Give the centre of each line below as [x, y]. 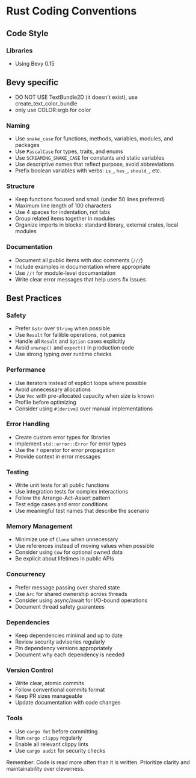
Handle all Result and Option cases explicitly [70, 341]
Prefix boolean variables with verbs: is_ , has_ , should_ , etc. [88, 171]
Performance [26, 370]
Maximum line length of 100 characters [63, 205]
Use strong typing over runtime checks [63, 354]
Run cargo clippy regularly [48, 738]
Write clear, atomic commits [49, 683]
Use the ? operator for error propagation [65, 450]
